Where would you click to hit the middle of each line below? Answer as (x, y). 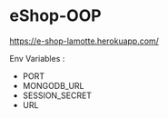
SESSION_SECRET (57, 95)
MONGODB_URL (53, 85)
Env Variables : (37, 58)
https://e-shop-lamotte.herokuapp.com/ (84, 41)
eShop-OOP (55, 16)
